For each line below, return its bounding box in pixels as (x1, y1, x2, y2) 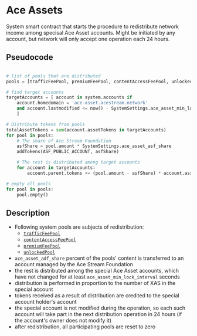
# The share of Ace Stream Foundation (16, 138, 111, 144)
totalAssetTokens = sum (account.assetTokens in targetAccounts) (6, 127, 167, 133)
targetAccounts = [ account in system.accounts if (6, 94, 133, 100)
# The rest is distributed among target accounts (16, 159, 141, 165)
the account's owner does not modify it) (14, 317, 112, 324)
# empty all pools (6, 181, 51, 186)
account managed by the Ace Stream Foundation (14, 261, 134, 268)
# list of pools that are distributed (6, 73, 101, 79)
